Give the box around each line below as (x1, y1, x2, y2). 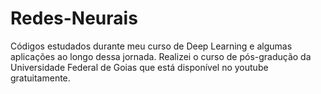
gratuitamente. (10, 72, 71, 84)
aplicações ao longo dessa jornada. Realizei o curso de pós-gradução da (10, 50, 312, 62)
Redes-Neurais (10, 7, 138, 30)
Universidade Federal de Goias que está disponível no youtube (10, 61, 269, 73)
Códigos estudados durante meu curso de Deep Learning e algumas (10, 40, 293, 52)
